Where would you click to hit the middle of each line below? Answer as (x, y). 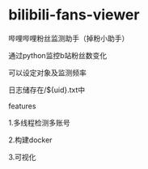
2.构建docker (30, 140)
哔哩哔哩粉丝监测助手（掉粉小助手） (69, 38)
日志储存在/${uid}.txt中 (47, 90)
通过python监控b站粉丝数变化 (58, 55)
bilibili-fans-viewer (74, 15)
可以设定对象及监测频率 (47, 72)
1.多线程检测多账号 (39, 122)
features (22, 106)
